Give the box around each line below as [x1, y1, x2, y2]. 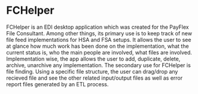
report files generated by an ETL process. [6, 80, 109, 87]
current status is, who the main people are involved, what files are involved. [6, 48, 193, 56]
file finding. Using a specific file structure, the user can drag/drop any [6, 68, 178, 75]
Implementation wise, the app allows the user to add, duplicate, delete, [6, 55, 181, 62]
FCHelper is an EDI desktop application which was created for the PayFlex [6, 23, 190, 31]
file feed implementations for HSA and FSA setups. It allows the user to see [6, 36, 191, 43]
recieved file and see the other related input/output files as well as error [6, 74, 183, 81]
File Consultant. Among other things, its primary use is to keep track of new [6, 29, 193, 37]
